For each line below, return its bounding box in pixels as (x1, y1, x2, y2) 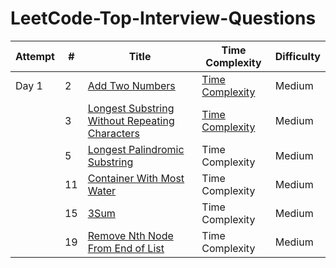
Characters (87, 126, 140, 140)
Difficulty (274, 49, 321, 63)
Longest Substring (87, 101, 175, 115)
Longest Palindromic (87, 142, 185, 156)
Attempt (15, 49, 55, 63)
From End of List (87, 241, 165, 255)
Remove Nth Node (87, 228, 174, 242)
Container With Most (87, 171, 185, 185)
